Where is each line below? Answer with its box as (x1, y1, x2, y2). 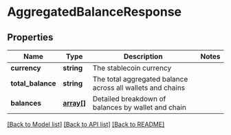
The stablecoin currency (92, 63, 172, 73)
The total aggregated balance (92, 75, 188, 84)
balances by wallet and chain (92, 103, 187, 112)
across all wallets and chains (92, 83, 186, 93)
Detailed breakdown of (92, 94, 166, 103)
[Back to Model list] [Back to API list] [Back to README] (7, 121, 165, 128)
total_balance (10, 79, 56, 88)
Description (123, 52, 163, 61)
